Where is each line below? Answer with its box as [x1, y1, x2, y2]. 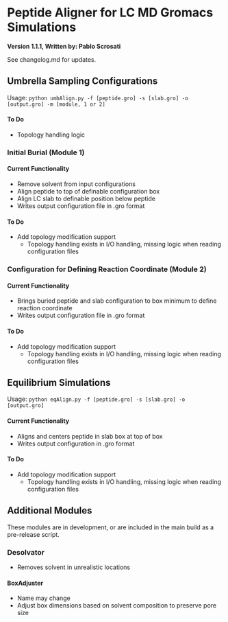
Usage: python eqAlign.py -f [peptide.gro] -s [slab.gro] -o [7, 395, 186, 403]
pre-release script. [7, 530, 60, 538]
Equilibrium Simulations [7, 377, 111, 389]
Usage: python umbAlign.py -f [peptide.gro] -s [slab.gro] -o [7, 93, 188, 102]
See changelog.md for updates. [7, 55, 97, 63]
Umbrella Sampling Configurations [7, 76, 158, 87]
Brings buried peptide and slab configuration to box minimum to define [16, 297, 217, 305]
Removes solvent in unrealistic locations [16, 563, 131, 571]
